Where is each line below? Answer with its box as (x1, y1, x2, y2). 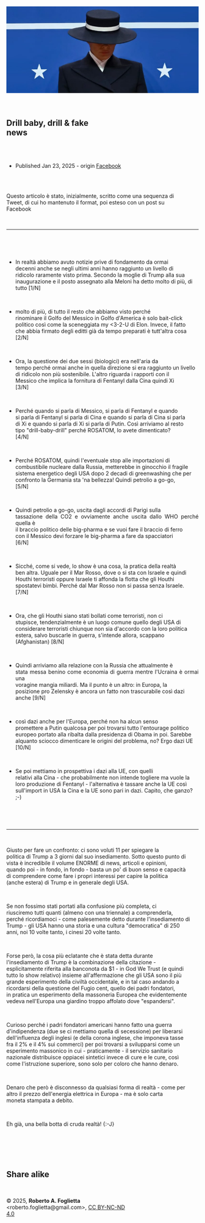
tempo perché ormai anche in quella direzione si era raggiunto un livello (15, 364, 195, 371)
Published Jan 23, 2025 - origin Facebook (15, 162, 121, 169)
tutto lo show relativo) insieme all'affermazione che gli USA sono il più (6, 971, 182, 979)
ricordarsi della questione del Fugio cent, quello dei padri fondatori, (6, 984, 176, 992)
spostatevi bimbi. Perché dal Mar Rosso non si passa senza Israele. (15, 582, 185, 589)
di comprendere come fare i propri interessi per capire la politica (6, 872, 168, 879)
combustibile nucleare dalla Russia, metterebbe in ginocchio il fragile (15, 463, 189, 470)
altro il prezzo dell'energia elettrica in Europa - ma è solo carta (6, 1090, 164, 1097)
